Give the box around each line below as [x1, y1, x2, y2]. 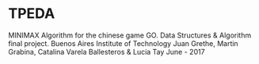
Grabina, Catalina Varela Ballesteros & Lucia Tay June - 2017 [8, 47, 205, 56]
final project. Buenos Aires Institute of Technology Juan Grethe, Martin [8, 38, 239, 48]
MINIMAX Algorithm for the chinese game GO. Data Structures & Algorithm [8, 30, 252, 40]
